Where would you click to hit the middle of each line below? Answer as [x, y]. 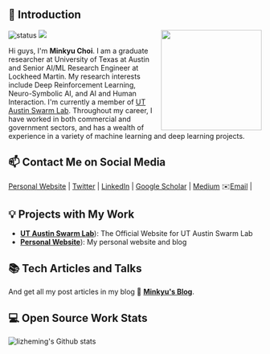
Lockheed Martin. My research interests [74, 76]
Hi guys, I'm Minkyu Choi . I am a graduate [78, 51]
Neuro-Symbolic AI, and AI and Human [72, 93]
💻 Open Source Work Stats [78, 318]
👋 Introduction [45, 15]
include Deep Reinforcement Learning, [72, 84]
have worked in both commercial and [70, 119]
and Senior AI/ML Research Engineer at [74, 67]
